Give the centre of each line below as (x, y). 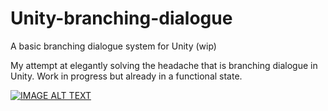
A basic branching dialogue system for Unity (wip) (113, 46)
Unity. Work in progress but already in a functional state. (126, 76)
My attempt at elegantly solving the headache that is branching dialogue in (164, 65)
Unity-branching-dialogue (121, 18)
